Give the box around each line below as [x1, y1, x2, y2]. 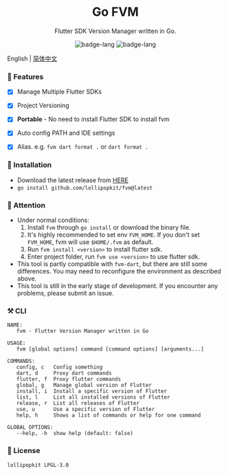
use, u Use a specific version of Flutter [16, 406, 155, 413]
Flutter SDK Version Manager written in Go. [54, 27, 176, 35]
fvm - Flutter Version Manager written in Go [16, 328, 149, 335]
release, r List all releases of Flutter [16, 400, 139, 407]
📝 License [7, 446, 41, 456]
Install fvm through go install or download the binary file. [27, 223, 191, 232]
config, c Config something [16, 364, 103, 371]
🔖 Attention [7, 200, 46, 210]
